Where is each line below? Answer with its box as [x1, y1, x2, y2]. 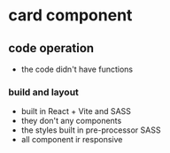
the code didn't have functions [20, 64, 134, 74]
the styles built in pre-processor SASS [20, 125, 161, 135]
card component [8, 5, 133, 26]
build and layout [8, 86, 79, 98]
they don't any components [20, 116, 122, 126]
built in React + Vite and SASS [20, 106, 132, 117]
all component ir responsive [20, 134, 123, 145]
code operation [8, 41, 95, 56]
